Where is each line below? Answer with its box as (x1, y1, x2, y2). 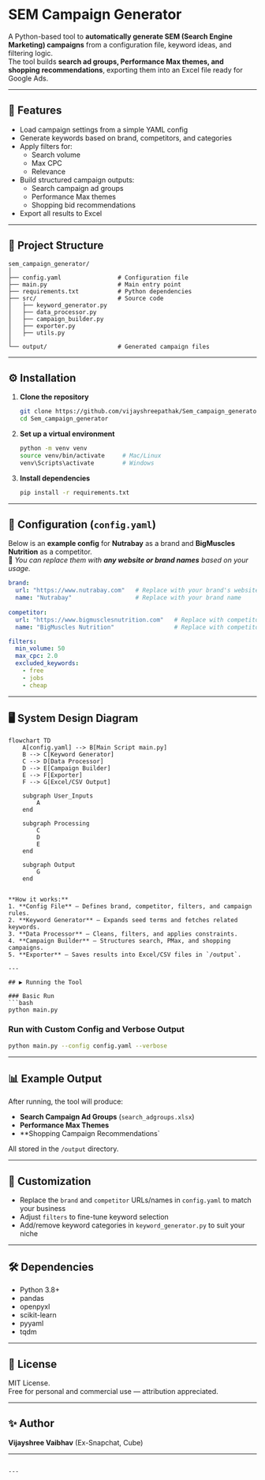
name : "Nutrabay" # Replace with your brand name (15, 594, 242, 602)
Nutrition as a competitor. (8, 547, 92, 557)
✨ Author (8, 1417, 55, 1430)
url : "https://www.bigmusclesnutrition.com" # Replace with (15, 615, 224, 624)
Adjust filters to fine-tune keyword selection (19, 1213, 170, 1222)
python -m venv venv (19, 444, 88, 453)
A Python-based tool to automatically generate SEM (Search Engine (8, 32, 233, 41)
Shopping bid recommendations (31, 200, 136, 210)
